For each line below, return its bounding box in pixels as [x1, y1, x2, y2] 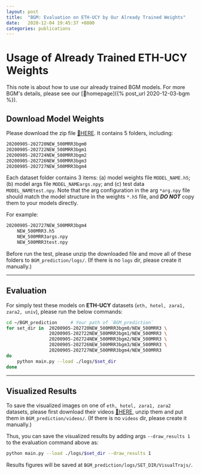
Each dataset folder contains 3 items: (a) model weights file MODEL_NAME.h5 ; [6, 174, 190, 181]
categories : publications [6, 25, 71, 32]
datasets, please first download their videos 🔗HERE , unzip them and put [6, 408, 184, 415]
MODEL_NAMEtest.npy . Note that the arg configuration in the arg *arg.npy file [6, 186, 190, 194]
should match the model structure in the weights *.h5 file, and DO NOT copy [6, 193, 194, 200]
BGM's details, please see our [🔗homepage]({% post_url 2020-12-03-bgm [6, 90, 190, 97]
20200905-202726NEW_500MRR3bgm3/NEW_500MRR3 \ [48, 342, 167, 348]
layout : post [6, 8, 39, 15]
